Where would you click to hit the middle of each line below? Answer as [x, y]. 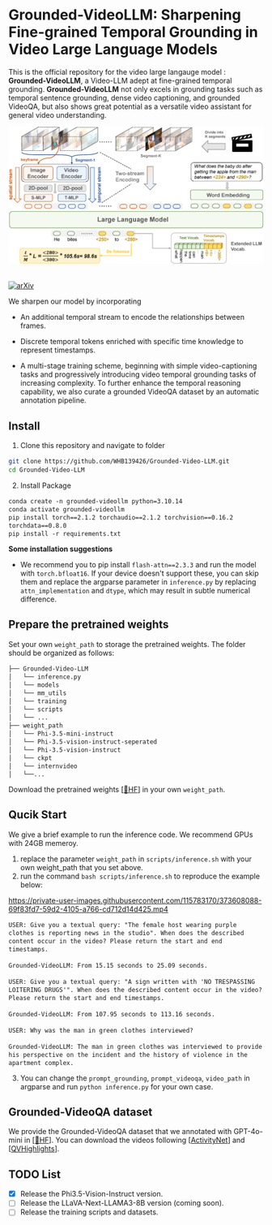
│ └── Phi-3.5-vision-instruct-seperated [83, 742]
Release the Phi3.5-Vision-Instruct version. [91, 1194]
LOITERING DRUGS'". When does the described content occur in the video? [136, 990]
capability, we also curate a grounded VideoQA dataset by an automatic [140, 392]
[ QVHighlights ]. [34, 1149]
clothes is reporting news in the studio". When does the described [126, 933]
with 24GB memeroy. [43, 843]
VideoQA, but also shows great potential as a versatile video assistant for [130, 106]
